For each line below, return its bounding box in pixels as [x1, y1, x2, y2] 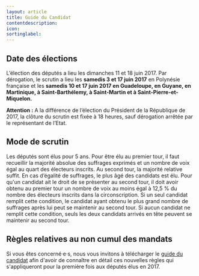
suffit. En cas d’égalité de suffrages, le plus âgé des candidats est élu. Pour [6, 172, 192, 179]
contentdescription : [6, 20, 58, 26]
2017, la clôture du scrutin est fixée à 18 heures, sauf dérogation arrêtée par [6, 112, 194, 120]
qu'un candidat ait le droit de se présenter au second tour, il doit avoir [6, 178, 179, 185]
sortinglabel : [6, 31, 42, 37]
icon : [6, 25, 20, 32]
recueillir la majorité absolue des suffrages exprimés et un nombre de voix [6, 159, 190, 166]
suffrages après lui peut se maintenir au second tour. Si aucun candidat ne [6, 204, 191, 211]
